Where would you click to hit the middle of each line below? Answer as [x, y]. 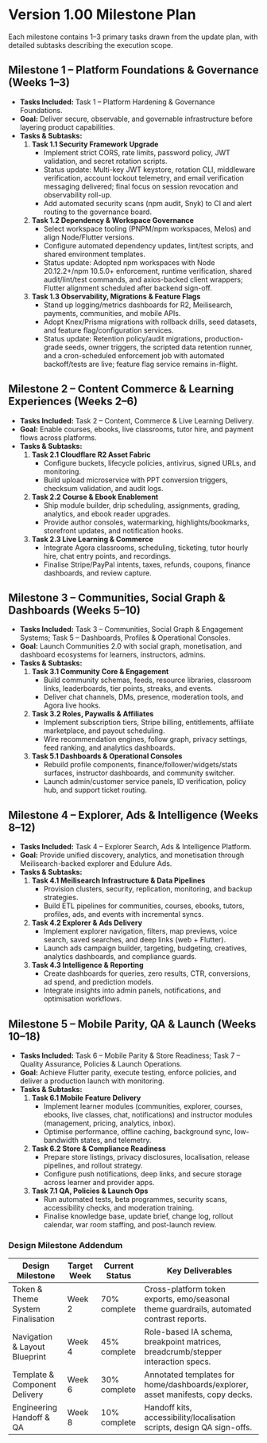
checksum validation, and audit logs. [103, 488]
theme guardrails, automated [198, 1309]
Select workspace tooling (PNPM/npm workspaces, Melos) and [147, 228]
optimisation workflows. [83, 999]
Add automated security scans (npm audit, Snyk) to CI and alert [147, 203]
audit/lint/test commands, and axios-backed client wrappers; [143, 279]
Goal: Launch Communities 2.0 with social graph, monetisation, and [131, 646]
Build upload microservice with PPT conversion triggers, [135, 480]
